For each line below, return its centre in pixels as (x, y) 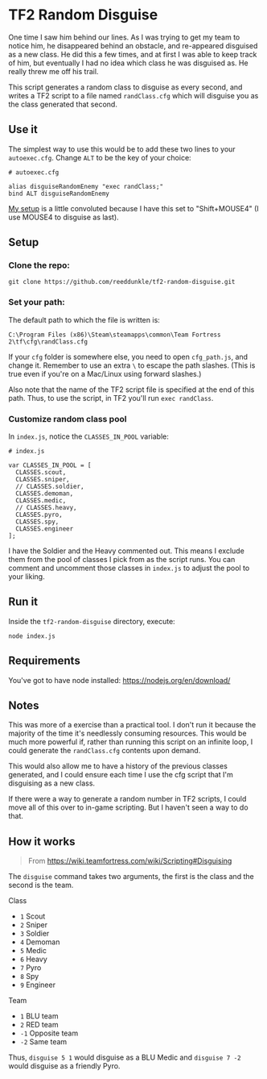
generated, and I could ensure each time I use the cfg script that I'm (121, 775)
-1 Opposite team (49, 1033)
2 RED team (39, 1025)
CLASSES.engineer (45, 529)
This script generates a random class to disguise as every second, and (125, 87)
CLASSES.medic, (41, 501)
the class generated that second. (63, 104)
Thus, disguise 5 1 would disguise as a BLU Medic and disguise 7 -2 (125, 1057)
